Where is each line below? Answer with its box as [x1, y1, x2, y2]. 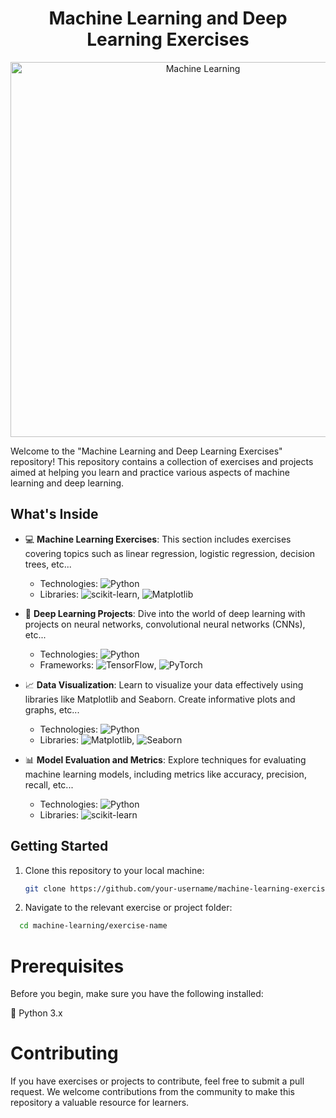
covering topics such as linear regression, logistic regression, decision [24, 547, 316, 559]
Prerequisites [10, 955, 125, 977]
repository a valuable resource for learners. [10, 1097, 190, 1109]
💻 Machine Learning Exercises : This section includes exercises [24, 533, 292, 545]
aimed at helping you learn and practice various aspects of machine [10, 466, 290, 478]
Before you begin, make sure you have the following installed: [10, 988, 264, 1000]
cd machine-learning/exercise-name [19, 921, 168, 931]
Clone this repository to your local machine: [24, 864, 205, 876]
